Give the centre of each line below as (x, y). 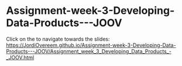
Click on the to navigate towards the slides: (58, 39)
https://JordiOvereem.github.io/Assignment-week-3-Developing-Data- (91, 45)
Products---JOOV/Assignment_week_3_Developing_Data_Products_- (89, 51)
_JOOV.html (20, 57)
